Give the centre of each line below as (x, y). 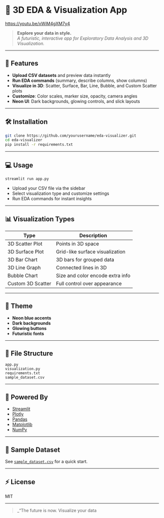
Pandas (20, 419)
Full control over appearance (89, 283)
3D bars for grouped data (85, 259)
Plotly (18, 414)
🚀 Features (22, 63)
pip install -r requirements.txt (39, 145)
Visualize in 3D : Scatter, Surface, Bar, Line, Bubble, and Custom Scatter (84, 86)
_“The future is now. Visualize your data (57, 510)
